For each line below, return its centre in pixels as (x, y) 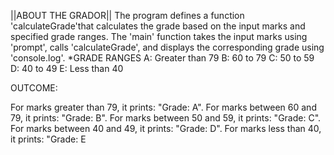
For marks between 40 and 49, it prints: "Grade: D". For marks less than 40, (166, 128)
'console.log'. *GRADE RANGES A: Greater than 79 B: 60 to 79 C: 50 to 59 (162, 58)
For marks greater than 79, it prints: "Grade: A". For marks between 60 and (163, 107)
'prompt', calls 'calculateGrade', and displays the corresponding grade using (167, 47)
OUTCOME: (34, 88)
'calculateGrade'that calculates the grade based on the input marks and (158, 26)
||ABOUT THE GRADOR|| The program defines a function (127, 15)
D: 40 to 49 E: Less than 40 (67, 68)
